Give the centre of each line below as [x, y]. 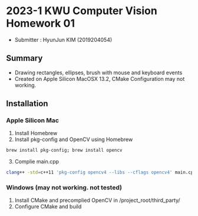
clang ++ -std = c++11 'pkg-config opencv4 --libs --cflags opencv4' [89, 172]
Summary [24, 58]
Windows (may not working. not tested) [64, 188]
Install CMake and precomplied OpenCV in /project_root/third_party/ [98, 200]
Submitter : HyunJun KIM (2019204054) [63, 40]
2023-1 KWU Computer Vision [82, 11]
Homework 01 [41, 23]
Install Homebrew [36, 133]
